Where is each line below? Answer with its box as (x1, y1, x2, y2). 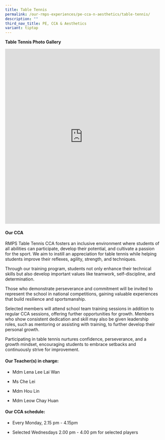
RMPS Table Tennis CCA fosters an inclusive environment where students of (5, 241, 160, 247)
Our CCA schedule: (5, 409, 46, 415)
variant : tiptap (5, 26, 38, 31)
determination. (5, 276, 35, 282)
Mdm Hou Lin (12, 388, 40, 394)
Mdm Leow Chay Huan (12, 397, 59, 404)
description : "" (5, 16, 38, 21)
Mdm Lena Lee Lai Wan (12, 369, 60, 375)
